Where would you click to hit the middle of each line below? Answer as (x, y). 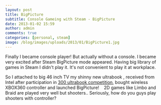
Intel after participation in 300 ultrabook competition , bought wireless (77, 82)
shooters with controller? (31, 98)
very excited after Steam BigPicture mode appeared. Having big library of (81, 62)
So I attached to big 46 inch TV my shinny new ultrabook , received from (80, 77)
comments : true (21, 33)
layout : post (19, 10)
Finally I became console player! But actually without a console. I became (81, 56)
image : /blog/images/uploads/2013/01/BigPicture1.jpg (62, 42)
